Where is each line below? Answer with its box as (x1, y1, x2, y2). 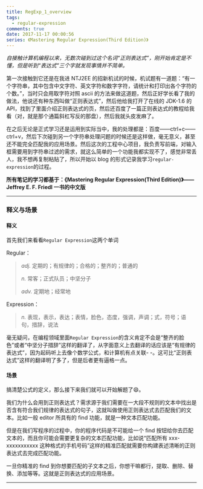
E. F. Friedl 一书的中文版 (26, 184, 86, 190)
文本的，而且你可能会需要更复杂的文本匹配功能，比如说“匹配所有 (6, 435, 168, 442)
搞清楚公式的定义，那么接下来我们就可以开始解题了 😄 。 (6, 386, 144, 393)
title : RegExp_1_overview (6, 8, 71, 15)
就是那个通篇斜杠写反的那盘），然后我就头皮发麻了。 (27, 112, 157, 120)
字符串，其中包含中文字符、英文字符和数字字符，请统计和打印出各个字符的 (11, 82, 197, 89)
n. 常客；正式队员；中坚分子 (21, 275, 92, 282)
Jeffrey (6, 184, 25, 190)
